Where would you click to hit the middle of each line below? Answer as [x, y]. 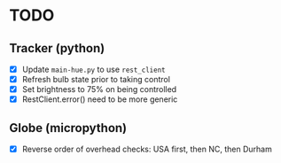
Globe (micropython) [68, 128]
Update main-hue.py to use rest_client [94, 69]
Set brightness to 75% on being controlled [99, 89]
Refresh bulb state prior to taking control [96, 80]
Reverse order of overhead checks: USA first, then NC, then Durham [147, 149]
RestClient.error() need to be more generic [100, 99]
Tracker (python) [57, 48]
